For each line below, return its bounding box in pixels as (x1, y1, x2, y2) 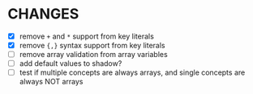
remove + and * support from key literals (19, 31, 155, 41)
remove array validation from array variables (19, 50, 168, 59)
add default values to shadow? (19, 59, 122, 68)
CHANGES (7, 5, 79, 23)
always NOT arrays (19, 77, 84, 87)
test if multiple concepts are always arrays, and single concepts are (19, 67, 246, 77)
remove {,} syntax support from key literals (19, 41, 165, 50)
